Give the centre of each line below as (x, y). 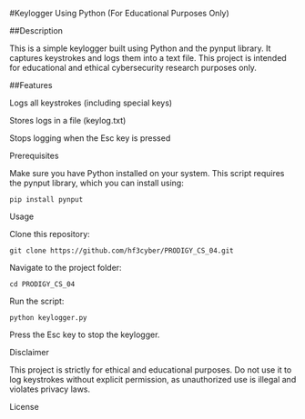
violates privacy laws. (50, 389)
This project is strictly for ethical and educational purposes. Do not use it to (151, 370)
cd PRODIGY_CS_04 (42, 284)
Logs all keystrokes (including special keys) (91, 103)
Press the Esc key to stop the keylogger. (85, 334)
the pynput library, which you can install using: (97, 183)
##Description (36, 30)
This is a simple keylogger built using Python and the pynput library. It (140, 48)
